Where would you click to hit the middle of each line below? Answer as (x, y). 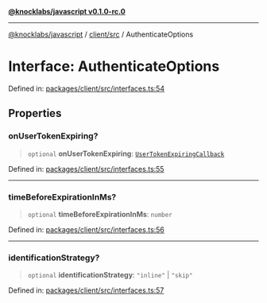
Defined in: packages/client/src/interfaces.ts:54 (87, 88)
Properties (35, 113)
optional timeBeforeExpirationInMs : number (100, 214)
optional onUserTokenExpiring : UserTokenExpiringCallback (126, 153)
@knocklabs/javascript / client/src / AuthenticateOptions (101, 34)
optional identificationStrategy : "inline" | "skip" (110, 275)
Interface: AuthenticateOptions (114, 66)
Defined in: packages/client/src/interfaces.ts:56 (87, 229)
